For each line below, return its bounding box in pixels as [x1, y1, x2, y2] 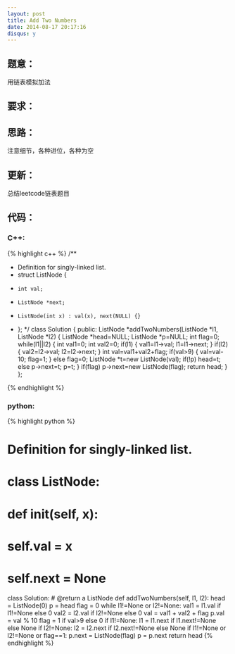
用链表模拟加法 [7, 78, 51, 87]
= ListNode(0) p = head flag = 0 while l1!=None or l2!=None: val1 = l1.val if [7, 601, 222, 610]
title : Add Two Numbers [7, 17, 77, 24]
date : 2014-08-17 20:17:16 [7, 23, 87, 30]
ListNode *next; [17, 298, 65, 306]
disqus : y [7, 30, 37, 37]
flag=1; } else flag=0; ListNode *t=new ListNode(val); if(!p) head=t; [27, 355, 221, 363]
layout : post [7, 10, 46, 18]
